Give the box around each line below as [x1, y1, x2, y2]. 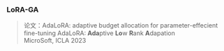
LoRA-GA [6, 5, 39, 14]
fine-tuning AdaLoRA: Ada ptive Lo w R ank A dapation [23, 29, 175, 37]
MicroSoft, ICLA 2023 [23, 37, 87, 45]
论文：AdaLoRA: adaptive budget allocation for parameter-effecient [23, 21, 218, 30]
